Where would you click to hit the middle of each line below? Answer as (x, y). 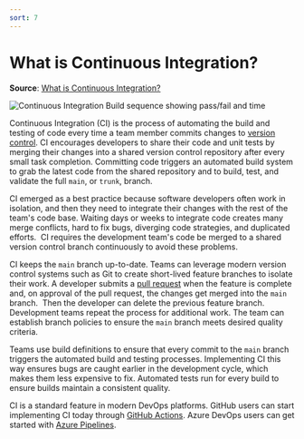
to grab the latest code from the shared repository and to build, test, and (144, 171)
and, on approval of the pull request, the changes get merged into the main (148, 293)
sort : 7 (24, 18)
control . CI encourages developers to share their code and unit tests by (142, 142)
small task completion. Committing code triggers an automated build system (152, 161)
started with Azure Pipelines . (63, 424)
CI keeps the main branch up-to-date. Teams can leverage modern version (148, 264)
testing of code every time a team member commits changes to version (142, 132)
